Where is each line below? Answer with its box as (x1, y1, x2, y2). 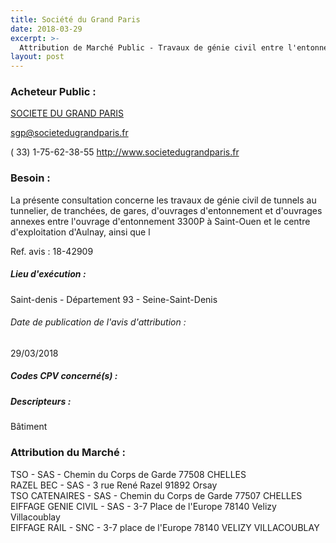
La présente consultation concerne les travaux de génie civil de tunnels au (10, 194, 317, 206)
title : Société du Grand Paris (10, 14, 141, 25)
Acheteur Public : (10, 85, 97, 99)
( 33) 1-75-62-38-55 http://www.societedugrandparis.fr (10, 146, 240, 158)
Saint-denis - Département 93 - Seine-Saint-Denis (10, 293, 218, 305)
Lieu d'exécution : (10, 268, 87, 280)
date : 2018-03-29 (10, 24, 83, 34)
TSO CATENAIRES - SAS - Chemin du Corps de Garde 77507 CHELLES (10, 489, 303, 501)
